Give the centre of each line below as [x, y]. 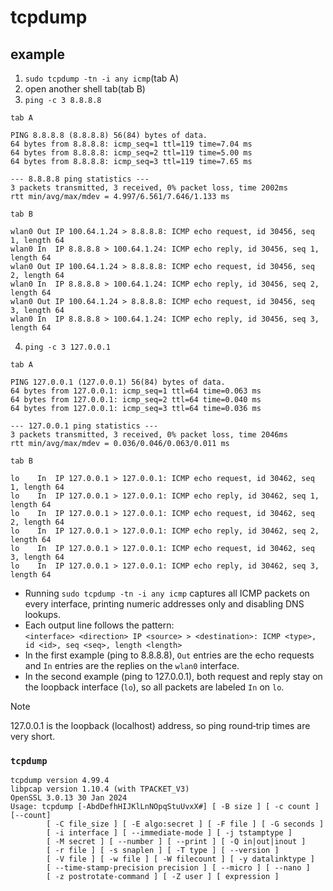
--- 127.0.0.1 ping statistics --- [84, 426]
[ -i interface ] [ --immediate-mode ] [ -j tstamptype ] [169, 833]
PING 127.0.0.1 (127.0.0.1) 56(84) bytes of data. [118, 382]
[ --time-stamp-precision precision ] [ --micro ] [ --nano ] [178, 868]
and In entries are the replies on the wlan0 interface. [132, 665]
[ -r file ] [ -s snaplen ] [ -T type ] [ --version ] [163, 851]
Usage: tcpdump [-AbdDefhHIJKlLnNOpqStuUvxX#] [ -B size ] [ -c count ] [165, 807]
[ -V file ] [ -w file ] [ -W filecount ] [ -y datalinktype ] [180, 859]
